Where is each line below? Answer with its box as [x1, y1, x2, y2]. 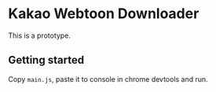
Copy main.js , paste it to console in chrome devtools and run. [8, 74, 208, 83]
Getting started [8, 53, 85, 67]
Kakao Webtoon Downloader [8, 5, 200, 23]
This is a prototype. [8, 31, 71, 40]
